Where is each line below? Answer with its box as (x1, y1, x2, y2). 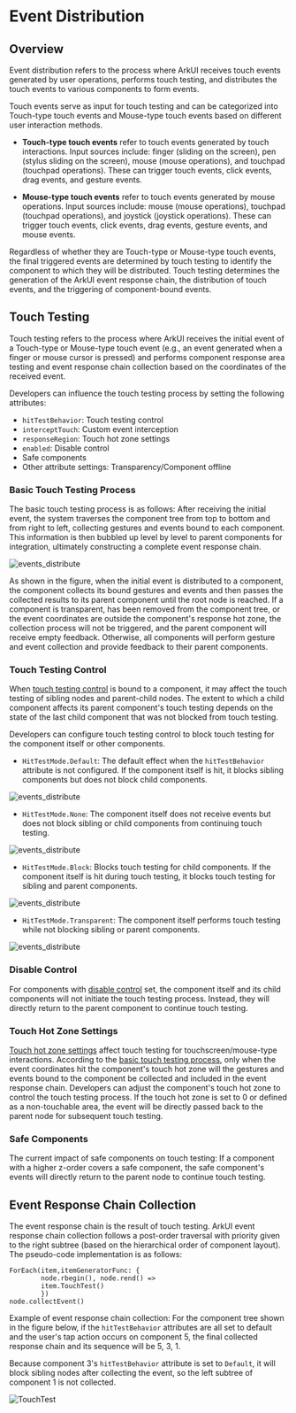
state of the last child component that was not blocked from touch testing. (9, 712, 278, 722)
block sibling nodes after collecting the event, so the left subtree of (9, 1368, 254, 1378)
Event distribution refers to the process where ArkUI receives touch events (9, 65, 281, 75)
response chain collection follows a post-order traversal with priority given (9, 1231, 281, 1241)
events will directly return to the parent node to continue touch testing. (9, 1171, 266, 1183)
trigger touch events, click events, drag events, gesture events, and (21, 220, 268, 230)
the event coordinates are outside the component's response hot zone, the (9, 614, 282, 624)
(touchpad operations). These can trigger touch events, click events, (21, 166, 272, 175)
